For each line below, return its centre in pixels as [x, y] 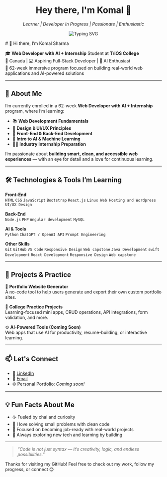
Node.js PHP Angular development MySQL [45, 220]
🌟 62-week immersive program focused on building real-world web [74, 68]
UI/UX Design [19, 205]
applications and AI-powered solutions [45, 73]
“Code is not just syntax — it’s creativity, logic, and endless [78, 449]
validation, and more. [27, 318]
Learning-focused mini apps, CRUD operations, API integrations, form [77, 312]
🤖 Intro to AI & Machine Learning [46, 139]
